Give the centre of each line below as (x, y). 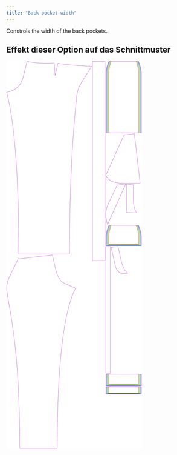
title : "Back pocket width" (42, 13)
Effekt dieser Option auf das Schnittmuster (88, 50)
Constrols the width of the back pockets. (57, 31)
